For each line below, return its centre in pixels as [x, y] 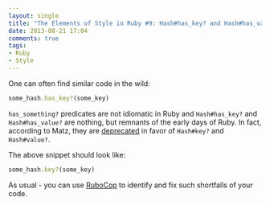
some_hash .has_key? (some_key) [59, 98]
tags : [17, 46]
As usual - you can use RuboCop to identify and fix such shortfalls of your [131, 185]
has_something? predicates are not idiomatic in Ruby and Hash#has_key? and [133, 113]
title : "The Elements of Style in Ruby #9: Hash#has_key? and [115, 23]
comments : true [34, 38]
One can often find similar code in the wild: [79, 83]
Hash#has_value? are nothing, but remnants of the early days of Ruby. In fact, [135, 122]
